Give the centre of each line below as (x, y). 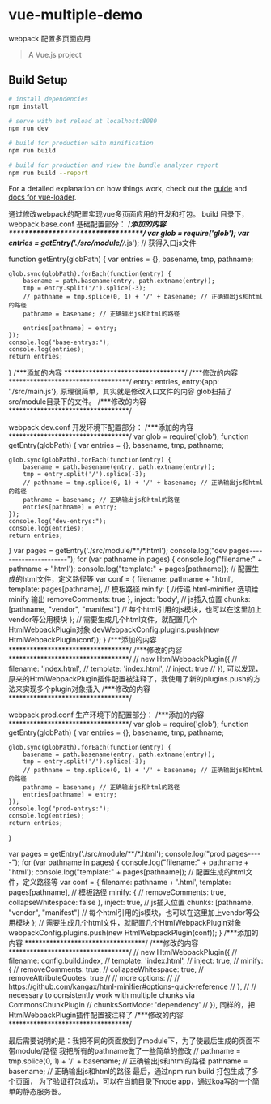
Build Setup (38, 80)
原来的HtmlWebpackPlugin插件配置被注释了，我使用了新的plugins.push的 (131, 678)
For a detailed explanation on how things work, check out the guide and (128, 188)
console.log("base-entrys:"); (59, 342)
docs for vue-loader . (42, 197)
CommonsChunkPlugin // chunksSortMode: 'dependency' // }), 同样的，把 (132, 1004)
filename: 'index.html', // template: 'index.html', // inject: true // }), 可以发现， (135, 668)
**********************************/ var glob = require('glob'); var (129, 233)
